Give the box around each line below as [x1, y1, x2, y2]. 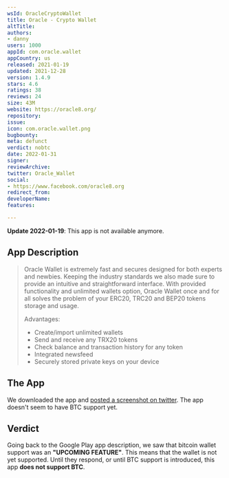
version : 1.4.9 [7, 74, 51, 81]
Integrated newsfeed [34, 350, 94, 358]
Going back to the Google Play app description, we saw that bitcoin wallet [7, 441, 217, 449]
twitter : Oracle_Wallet [7, 170, 76, 177]
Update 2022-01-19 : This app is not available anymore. [7, 226, 164, 235]
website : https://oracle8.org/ [7, 106, 97, 113]
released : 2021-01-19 [7, 61, 69, 68]
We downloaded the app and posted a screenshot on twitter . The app [7, 395, 204, 404]
